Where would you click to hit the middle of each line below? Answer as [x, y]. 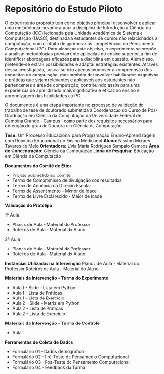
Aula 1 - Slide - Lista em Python [44, 287]
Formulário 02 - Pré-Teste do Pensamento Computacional [70, 357]
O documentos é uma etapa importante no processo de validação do [74, 105]
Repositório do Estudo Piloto [64, 9]
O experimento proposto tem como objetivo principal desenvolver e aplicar [81, 23]
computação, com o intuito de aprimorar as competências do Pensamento [80, 43]
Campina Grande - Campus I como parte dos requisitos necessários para [79, 121]
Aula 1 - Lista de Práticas [37, 293]
